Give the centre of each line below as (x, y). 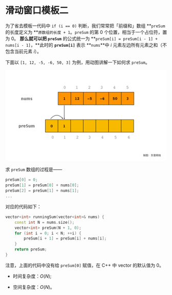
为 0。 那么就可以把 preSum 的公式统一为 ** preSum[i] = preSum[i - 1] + (82, 38)
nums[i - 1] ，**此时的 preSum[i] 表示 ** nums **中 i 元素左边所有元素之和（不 (86, 45)
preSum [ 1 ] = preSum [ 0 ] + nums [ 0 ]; (42, 185)
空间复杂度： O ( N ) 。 (34, 287)
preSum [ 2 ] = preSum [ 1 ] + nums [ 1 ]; (42, 191)
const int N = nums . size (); (44, 222)
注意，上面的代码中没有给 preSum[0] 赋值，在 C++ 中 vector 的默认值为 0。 (85, 265)
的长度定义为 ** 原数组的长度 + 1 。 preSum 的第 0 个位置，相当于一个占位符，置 (86, 32)
